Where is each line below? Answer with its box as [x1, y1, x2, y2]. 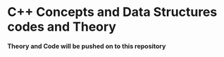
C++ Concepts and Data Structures [7, 4, 218, 20]
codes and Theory [7, 19, 116, 35]
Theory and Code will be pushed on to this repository [7, 42, 166, 50]
